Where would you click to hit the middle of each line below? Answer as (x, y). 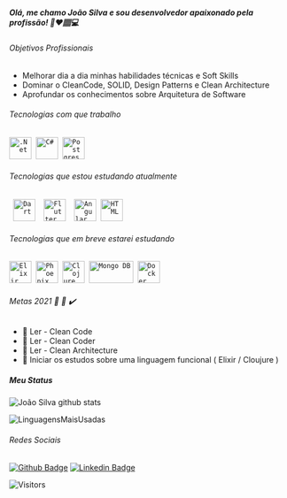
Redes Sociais (35, 440)
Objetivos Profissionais (51, 48)
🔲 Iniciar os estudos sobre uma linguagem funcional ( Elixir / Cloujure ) (150, 360)
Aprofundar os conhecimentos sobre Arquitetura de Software (134, 94)
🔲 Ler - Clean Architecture (70, 350)
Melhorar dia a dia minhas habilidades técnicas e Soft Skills (130, 75)
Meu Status (31, 379)
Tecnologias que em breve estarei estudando (92, 238)
